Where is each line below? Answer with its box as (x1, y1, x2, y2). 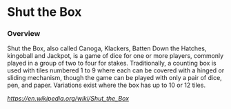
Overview (7, 29, 41, 39)
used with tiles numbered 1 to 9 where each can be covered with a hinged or (7, 66, 225, 75)
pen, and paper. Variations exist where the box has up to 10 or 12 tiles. (7, 81, 205, 90)
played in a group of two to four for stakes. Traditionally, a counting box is (7, 59, 217, 68)
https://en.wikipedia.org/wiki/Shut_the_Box (7, 95, 130, 103)
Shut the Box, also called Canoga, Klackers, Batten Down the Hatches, (7, 44, 207, 52)
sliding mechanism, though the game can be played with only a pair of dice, (7, 74, 222, 82)
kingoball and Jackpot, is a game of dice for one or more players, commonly (7, 52, 224, 60)
